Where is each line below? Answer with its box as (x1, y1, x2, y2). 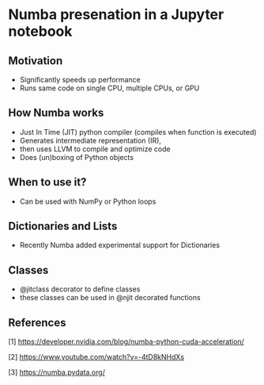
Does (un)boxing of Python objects (19, 152, 134, 162)
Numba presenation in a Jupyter (8, 6, 224, 24)
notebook (8, 22, 73, 40)
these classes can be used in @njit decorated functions (19, 293, 201, 303)
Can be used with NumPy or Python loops (19, 196, 157, 206)
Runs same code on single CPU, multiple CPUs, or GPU (19, 83, 200, 93)
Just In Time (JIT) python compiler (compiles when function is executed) (19, 127, 257, 136)
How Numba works (8, 106, 104, 120)
